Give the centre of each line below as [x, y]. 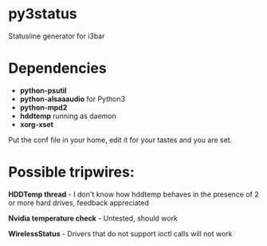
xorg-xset [37, 124]
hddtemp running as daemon [68, 116]
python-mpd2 [43, 107]
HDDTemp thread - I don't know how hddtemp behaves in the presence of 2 [133, 194]
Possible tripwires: [72, 172]
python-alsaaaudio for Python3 [73, 99]
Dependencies [57, 68]
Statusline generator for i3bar [57, 36]
